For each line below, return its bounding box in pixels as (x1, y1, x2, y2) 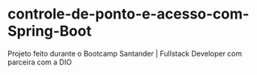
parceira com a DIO (7, 57, 73, 67)
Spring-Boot (7, 22, 92, 40)
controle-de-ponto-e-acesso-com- (7, 5, 250, 23)
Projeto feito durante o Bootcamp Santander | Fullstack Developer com (7, 48, 242, 58)
